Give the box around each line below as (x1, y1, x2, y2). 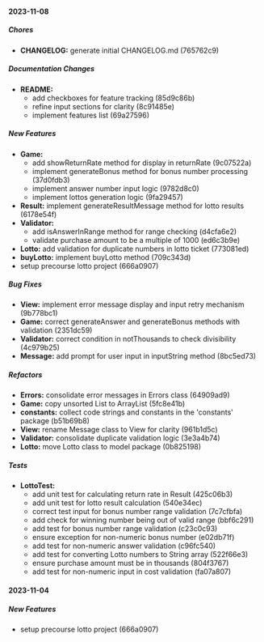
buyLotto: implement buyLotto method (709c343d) (19, 252, 191, 262)
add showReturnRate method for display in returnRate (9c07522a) (31, 158, 252, 168)
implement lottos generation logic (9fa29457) (31, 192, 183, 202)
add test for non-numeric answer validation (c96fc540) (31, 541, 216, 551)
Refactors (8, 370, 43, 380)
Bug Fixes (8, 279, 43, 289)
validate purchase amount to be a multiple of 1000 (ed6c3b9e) (31, 235, 241, 244)
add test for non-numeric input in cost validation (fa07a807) (31, 567, 232, 576)
